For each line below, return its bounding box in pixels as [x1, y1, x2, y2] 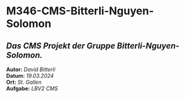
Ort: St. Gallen [6, 79, 42, 85]
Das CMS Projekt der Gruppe [6, 41, 115, 51]
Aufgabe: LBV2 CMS [6, 85, 58, 92]
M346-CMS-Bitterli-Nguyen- [6, 4, 154, 18]
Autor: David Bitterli [6, 66, 55, 73]
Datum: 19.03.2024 [6, 72, 54, 79]
